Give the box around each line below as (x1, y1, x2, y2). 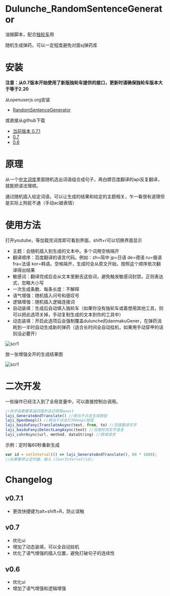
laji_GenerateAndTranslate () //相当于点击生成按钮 (5, 413, 107, 418)
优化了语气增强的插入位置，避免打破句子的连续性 (12, 550, 115, 556)
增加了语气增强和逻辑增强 (12, 585, 66, 591)
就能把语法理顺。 (5, 182, 41, 188)
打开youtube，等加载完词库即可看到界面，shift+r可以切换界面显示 (5, 237, 143, 243)
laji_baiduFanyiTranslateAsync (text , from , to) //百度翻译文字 (5, 422, 137, 428)
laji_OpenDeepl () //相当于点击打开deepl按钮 (5, 418, 94, 423)
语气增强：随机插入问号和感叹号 (12, 292, 79, 299)
